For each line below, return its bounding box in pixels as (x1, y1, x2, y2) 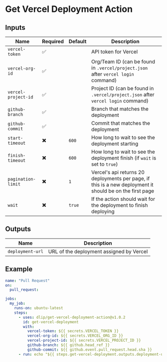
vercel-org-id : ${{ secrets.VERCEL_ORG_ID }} (27, 333, 123, 339)
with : (23, 324, 35, 329)
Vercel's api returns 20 (91, 169, 145, 176)
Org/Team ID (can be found (91, 58, 156, 65)
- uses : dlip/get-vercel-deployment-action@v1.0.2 (18, 315, 126, 320)
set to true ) (91, 161, 118, 168)
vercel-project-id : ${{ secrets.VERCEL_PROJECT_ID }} (27, 338, 141, 343)
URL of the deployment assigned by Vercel (48, 248, 148, 255)
